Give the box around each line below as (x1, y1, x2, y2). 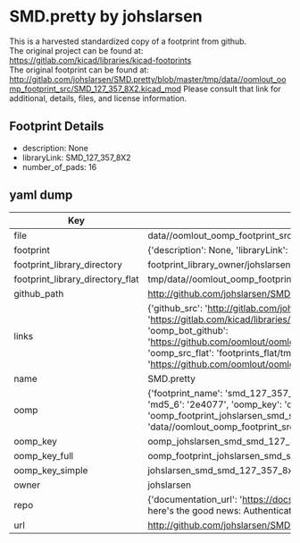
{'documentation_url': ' (146, 493, 243, 505)
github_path (13, 287, 64, 300)
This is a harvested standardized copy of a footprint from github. (9, 36, 247, 47)
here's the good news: (146, 504, 241, 516)
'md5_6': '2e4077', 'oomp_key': (146, 398, 283, 411)
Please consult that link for (182, 83, 281, 94)
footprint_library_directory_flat (13, 273, 139, 285)
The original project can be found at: (9, 45, 144, 55)
